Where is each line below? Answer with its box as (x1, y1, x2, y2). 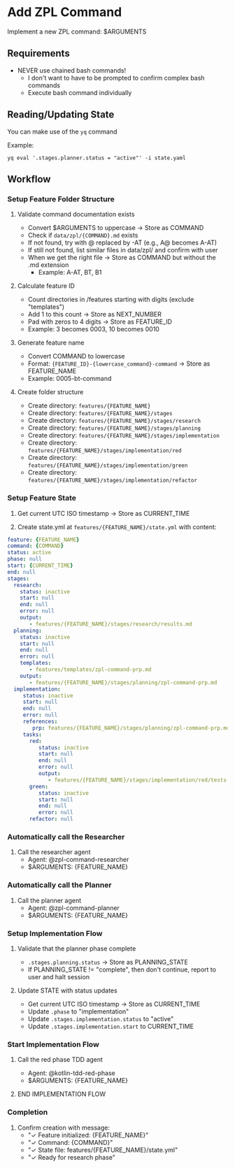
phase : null (7, 556, 42, 563)
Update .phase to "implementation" (27, 1007, 129, 1016)
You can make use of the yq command (7, 127, 117, 136)
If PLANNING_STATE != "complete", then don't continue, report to (27, 965, 217, 974)
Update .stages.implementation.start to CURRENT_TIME (27, 1022, 194, 1030)
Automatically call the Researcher (7, 832, 125, 842)
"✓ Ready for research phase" (27, 1153, 115, 1161)
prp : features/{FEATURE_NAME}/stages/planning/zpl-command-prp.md (32, 724, 230, 731)
